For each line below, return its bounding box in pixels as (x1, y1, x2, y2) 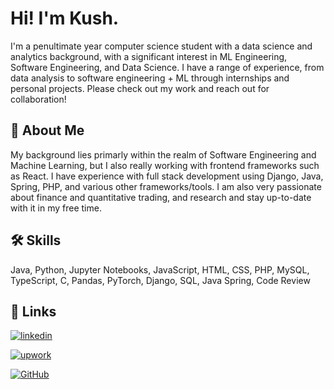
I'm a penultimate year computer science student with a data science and (10, 40, 313, 52)
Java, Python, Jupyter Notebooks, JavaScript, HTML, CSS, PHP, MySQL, (10, 263, 310, 276)
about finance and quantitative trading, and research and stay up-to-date (10, 191, 312, 203)
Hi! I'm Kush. (10, 7, 120, 30)
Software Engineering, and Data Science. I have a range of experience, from (10, 61, 325, 73)
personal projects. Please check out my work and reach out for (10, 82, 270, 94)
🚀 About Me (10, 122, 85, 139)
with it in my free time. (10, 202, 102, 214)
